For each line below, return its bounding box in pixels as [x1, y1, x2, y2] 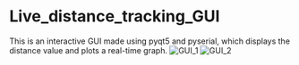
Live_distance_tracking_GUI [9, 6, 220, 27]
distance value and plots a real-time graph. [9, 45, 168, 55]
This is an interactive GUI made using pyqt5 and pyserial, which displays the [9, 36, 291, 46]
